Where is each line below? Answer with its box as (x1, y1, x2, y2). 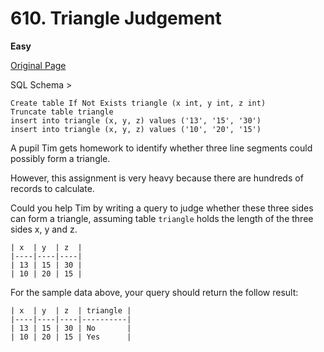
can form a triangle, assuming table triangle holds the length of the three (10, 212, 314, 224)
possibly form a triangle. (10, 152, 111, 164)
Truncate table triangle (10, 107, 114, 117)
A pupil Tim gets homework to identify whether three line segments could (10, 142, 313, 154)
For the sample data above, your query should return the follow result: (10, 286, 299, 298)
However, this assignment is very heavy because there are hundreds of (10, 172, 304, 184)
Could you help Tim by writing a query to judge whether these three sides (10, 202, 314, 214)
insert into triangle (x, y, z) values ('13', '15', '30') (10, 115, 262, 126)
